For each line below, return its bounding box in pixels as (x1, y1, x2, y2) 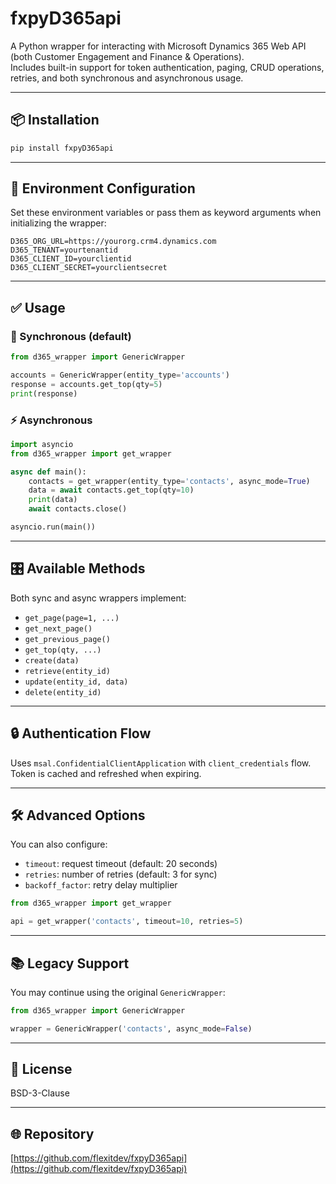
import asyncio (10, 439, 74, 449)
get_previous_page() (24, 634, 111, 644)
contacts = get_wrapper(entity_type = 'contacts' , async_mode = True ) (28, 476, 311, 486)
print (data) (28, 495, 78, 505)
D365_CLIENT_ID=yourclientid (10, 254, 132, 264)
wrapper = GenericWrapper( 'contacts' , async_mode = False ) (10, 1023, 253, 1034)
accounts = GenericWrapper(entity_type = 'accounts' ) (10, 370, 230, 380)
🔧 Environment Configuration (10, 180, 196, 197)
